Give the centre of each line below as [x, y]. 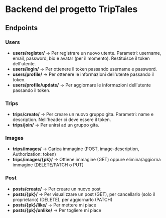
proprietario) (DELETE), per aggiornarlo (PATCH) [62, 199]
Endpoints [22, 28]
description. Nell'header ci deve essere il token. [62, 120]
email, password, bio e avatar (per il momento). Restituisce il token [81, 58]
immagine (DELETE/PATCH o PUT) [48, 165]
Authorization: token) [34, 154]
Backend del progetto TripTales [71, 9]
